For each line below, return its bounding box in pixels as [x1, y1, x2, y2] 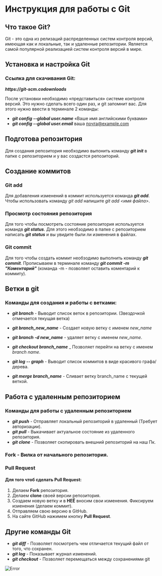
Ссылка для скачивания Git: [5, 75, 76, 82]
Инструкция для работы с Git [5, 3, 130, 15]
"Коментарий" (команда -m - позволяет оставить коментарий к [5, 265, 140, 271]
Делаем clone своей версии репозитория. [12, 492, 101, 499]
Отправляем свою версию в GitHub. [12, 508, 88, 514]
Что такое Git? [5, 23, 51, 31]
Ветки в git [5, 285, 39, 293]
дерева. [12, 364, 29, 370]
